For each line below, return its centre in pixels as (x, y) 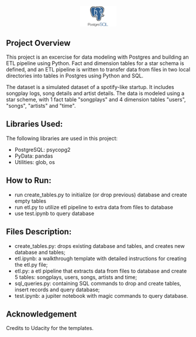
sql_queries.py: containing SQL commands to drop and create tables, (98, 283)
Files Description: (39, 232)
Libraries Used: (35, 124)
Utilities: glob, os (35, 162)
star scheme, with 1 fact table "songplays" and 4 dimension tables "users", (96, 100)
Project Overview (38, 43)
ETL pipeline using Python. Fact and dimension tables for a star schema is (95, 63)
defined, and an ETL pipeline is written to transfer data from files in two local (98, 70)
